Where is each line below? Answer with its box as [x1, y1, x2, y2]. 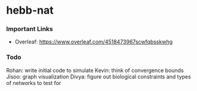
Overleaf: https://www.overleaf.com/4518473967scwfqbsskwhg [14, 38, 173, 45]
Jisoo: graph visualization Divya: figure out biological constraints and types [6, 73, 191, 80]
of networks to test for [6, 79, 61, 86]
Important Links [6, 25, 53, 33]
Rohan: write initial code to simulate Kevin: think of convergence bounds [6, 67, 184, 74]
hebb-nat [6, 4, 54, 17]
